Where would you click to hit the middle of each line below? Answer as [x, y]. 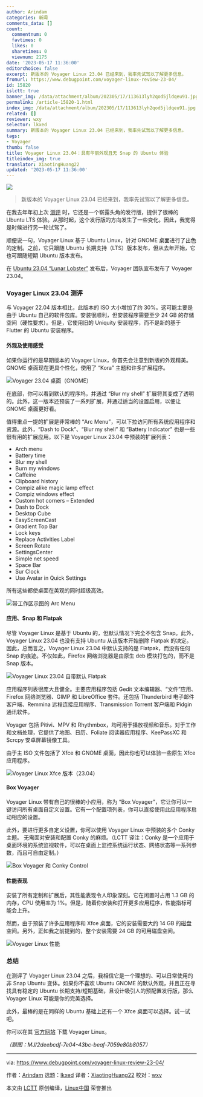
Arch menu [29, 449]
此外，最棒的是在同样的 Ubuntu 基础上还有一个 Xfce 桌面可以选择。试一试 [98, 1011]
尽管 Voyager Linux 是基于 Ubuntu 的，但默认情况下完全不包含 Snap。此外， [101, 633]
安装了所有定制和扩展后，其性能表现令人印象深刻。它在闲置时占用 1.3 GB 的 [100, 895]
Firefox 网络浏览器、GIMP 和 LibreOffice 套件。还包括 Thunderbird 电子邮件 [100, 696]
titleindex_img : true [34, 158]
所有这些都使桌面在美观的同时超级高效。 [56, 590]
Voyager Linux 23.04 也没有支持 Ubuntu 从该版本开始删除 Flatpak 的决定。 [99, 640]
